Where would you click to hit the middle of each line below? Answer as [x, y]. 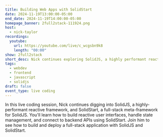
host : [10, 28]
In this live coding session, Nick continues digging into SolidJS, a [70, 104]
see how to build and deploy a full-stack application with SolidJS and [74, 125]
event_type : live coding [30, 91]
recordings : [17, 37]
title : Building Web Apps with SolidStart [49, 9]
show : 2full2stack [24, 55]
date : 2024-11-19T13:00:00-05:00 [39, 14]
